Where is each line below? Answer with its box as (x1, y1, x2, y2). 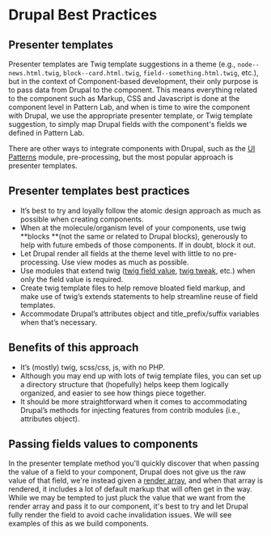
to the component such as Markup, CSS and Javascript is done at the (8, 94, 240, 103)
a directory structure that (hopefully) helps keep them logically (19, 379, 229, 389)
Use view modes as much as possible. (61, 257, 189, 267)
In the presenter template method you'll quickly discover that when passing (8, 458, 260, 468)
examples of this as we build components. (8, 519, 149, 529)
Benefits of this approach (8, 341, 139, 355)
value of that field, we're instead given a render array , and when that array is (8, 475, 264, 486)
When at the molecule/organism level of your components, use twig (19, 222, 247, 232)
